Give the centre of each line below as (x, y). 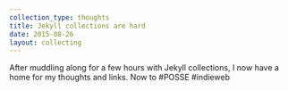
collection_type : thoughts (59, 17)
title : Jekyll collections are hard (77, 26)
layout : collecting (46, 42)
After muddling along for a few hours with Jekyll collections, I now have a (144, 68)
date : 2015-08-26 (42, 34)
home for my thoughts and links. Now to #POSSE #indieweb (120, 78)
